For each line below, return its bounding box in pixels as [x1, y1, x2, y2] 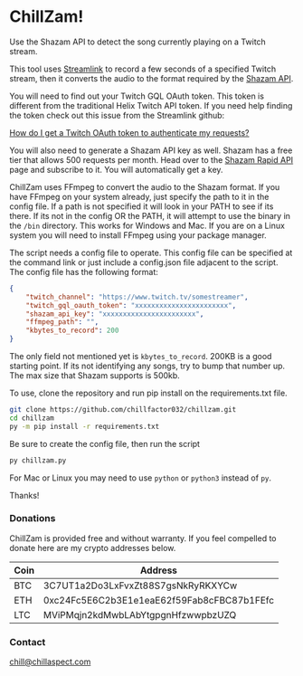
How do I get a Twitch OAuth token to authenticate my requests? [9, 127, 250, 138]
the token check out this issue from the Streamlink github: [9, 109, 225, 120]
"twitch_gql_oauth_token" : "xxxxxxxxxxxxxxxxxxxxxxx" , [25, 300, 237, 309]
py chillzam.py [9, 455, 67, 465]
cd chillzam [9, 414, 54, 423]
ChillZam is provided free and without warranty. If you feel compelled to [9, 532, 277, 544]
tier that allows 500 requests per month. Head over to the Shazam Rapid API [9, 154, 294, 165]
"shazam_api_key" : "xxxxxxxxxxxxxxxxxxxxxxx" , [25, 309, 204, 319]
